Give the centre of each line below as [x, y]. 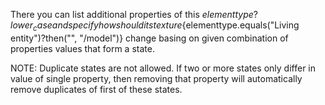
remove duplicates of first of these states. [96, 89]
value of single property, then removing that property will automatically [156, 78]
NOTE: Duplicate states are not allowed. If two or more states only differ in [163, 68]
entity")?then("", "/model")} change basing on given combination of [149, 38]
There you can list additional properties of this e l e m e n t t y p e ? [134, 14]
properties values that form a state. [82, 48]
